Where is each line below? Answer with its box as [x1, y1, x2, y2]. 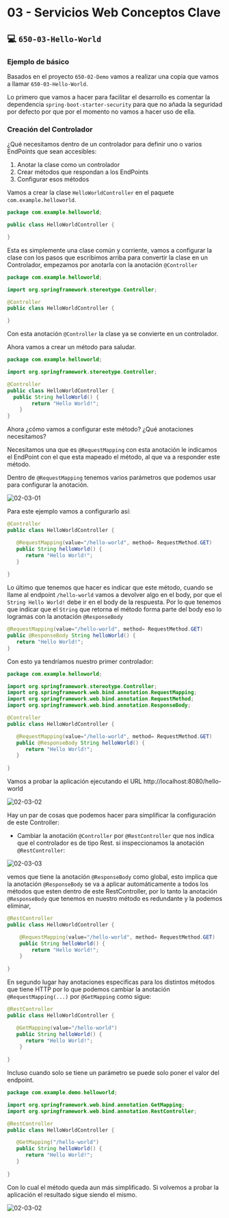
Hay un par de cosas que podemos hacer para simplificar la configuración [7, 811, 217, 820]
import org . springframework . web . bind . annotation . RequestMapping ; [7, 689, 197, 696]
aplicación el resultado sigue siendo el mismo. [7, 1190, 137, 1199]
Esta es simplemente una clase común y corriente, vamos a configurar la [7, 246, 213, 254]
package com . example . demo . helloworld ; [7, 1089, 118, 1096]
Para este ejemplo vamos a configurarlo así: [7, 507, 131, 516]
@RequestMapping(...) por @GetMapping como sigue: [7, 993, 152, 1001]
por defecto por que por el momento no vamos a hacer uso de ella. [7, 107, 196, 116]
